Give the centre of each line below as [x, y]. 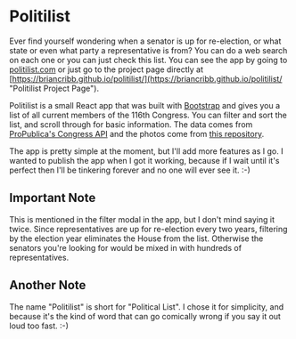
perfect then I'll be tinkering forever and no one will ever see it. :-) [130, 170]
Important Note [53, 198]
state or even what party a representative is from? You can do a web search [148, 50]
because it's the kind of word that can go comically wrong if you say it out [145, 316]
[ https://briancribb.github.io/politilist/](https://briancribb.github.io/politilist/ [146, 78]
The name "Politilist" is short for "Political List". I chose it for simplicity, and [147, 307]
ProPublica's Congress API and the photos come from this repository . [137, 133]
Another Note [48, 285]
